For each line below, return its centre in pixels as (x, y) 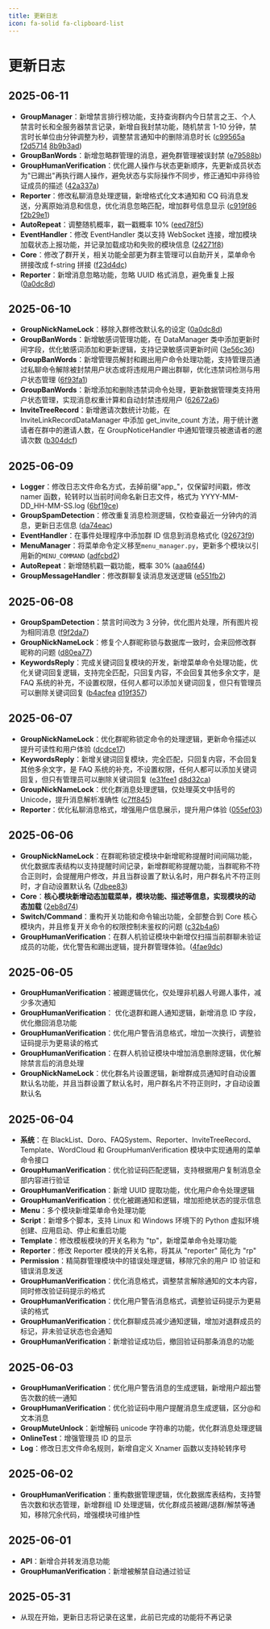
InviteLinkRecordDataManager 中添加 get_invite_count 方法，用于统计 (136, 420)
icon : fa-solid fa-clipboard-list (66, 23)
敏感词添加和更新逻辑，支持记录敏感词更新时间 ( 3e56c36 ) (159, 350)
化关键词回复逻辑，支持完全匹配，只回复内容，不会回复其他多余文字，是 (140, 672)
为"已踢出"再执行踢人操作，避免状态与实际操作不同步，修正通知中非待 (136, 175)
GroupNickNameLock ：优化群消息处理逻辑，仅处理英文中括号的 (127, 789)
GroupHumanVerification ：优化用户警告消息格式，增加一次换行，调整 (137, 1033)
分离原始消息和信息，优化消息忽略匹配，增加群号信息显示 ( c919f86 (145, 206)
